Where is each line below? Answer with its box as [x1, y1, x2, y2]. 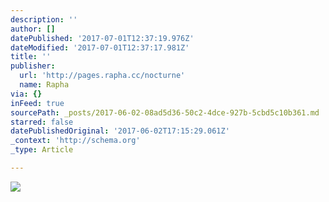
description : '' [10, 14, 78, 25]
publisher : [10, 61, 56, 71]
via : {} [10, 89, 43, 99]
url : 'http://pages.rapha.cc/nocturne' [19, 71, 186, 81]
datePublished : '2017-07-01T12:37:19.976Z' [10, 33, 195, 43]
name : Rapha [19, 80, 70, 90]
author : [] [10, 24, 56, 34]
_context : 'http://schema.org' [10, 136, 141, 146]
